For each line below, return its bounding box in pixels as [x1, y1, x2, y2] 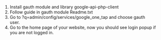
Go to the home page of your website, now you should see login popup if [9, 25, 156, 30]
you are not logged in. [9, 30, 54, 35]
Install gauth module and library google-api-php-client [9, 4, 119, 10]
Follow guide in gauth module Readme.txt [9, 9, 93, 15]
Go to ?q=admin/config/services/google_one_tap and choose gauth [9, 14, 145, 20]
